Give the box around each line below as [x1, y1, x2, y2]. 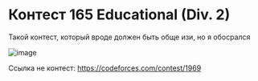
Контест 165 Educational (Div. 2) [8, 6, 231, 24]
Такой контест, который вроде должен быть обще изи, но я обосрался [8, 32, 251, 42]
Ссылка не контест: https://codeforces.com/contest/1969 [8, 63, 202, 73]
